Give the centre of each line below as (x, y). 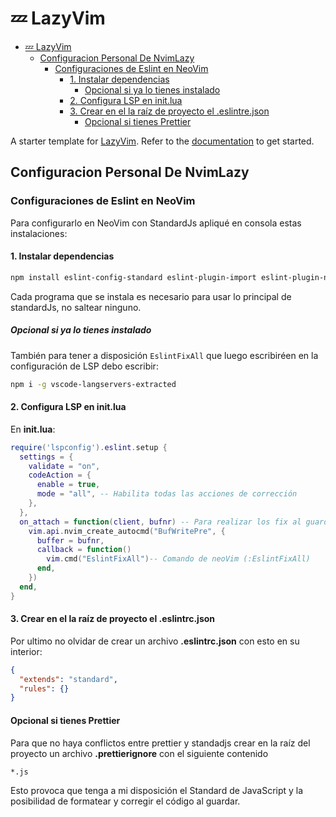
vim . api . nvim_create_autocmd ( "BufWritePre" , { (127, 531)
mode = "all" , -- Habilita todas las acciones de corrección (167, 494)
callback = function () (84, 550)
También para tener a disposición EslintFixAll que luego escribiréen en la (164, 355)
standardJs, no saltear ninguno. (76, 307)
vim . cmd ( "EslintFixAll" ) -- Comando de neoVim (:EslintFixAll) (178, 559)
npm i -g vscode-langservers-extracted (93, 384)
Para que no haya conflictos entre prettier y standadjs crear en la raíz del (160, 743)
